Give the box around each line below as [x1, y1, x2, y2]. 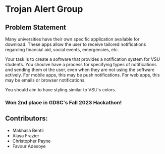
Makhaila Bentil [12, 127, 44, 133]
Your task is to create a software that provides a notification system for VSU [5, 56, 160, 62]
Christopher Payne [12, 138, 51, 144]
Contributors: [5, 115, 48, 123]
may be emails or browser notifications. [5, 77, 86, 83]
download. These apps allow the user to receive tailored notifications [5, 41, 146, 47]
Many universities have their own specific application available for [5, 36, 140, 42]
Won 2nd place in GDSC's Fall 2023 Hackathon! [5, 99, 122, 106]
